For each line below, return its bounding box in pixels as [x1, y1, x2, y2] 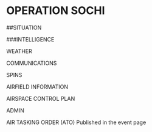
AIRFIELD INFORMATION [6, 83, 69, 90]
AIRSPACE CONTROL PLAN [6, 95, 75, 102]
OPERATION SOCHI [6, 4, 105, 18]
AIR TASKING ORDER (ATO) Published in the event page [6, 119, 147, 126]
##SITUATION [6, 24, 42, 31]
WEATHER [6, 47, 32, 55]
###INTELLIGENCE [6, 35, 55, 43]
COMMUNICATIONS [6, 59, 57, 67]
